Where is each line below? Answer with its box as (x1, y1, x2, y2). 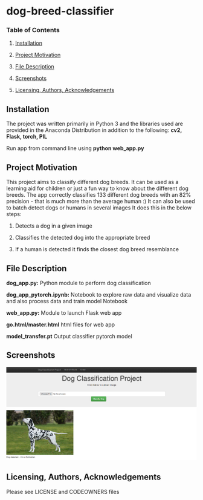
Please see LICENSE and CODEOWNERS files (6, 488, 120, 495)
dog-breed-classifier (6, 4, 114, 18)
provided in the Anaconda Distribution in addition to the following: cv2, (6, 127, 182, 134)
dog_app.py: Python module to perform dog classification (6, 279, 151, 286)
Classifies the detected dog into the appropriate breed (14, 234, 150, 242)
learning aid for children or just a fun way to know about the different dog (6, 185, 189, 192)
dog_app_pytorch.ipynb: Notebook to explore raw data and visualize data (6, 291, 192, 298)
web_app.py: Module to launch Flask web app (6, 309, 122, 316)
